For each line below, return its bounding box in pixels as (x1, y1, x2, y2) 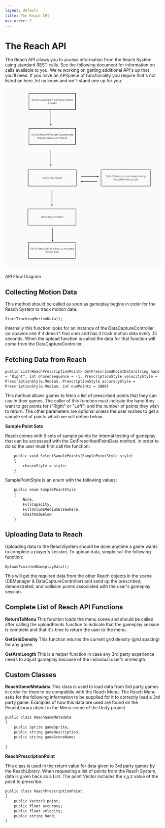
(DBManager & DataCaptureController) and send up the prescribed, (5, 578, 142, 584)
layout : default (5, 8, 38, 13)
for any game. (5, 641, 33, 647)
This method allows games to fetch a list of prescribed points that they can (5, 392, 157, 398)
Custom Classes (5, 671, 57, 679)
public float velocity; (14, 809, 63, 814)
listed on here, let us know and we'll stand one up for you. (5, 78, 123, 84)
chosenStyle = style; (23, 463, 67, 469)
